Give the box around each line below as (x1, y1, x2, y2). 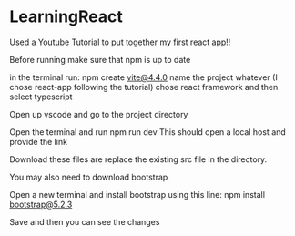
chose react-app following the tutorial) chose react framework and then (9, 81, 279, 92)
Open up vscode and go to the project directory (9, 108, 188, 119)
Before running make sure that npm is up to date (9, 54, 191, 65)
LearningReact (9, 6, 123, 27)
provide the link (9, 136, 68, 147)
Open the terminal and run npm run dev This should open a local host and (9, 126, 287, 138)
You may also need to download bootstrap (9, 171, 168, 182)
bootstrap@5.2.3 (9, 199, 73, 210)
